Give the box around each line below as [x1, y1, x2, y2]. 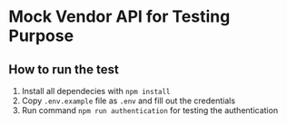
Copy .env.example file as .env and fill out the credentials [21, 95, 236, 106]
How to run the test [8, 62, 119, 77]
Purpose [8, 25, 74, 46]
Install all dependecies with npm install [21, 86, 171, 96]
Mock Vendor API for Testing [8, 6, 231, 27]
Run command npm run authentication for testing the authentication [21, 105, 279, 115]
